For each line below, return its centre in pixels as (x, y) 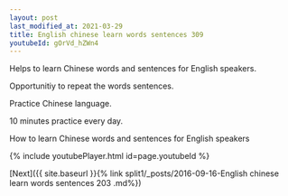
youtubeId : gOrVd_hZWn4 (54, 43)
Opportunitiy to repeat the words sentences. (92, 86)
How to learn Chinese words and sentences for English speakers (130, 139)
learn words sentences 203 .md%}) (75, 183)
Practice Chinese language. (60, 104)
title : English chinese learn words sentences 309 (107, 34)
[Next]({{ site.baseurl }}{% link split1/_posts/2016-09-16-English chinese (144, 173)
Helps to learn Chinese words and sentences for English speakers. (133, 69)
